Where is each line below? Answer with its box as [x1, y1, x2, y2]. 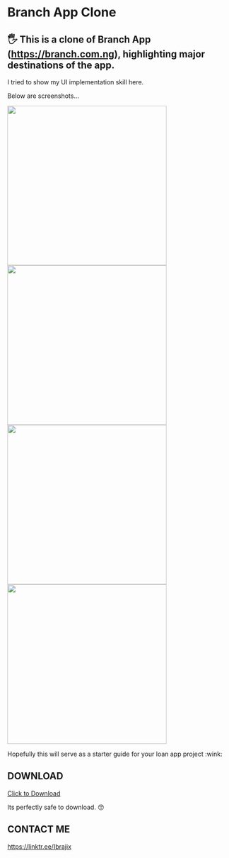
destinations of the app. [7, 59, 115, 71]
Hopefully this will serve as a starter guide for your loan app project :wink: [7, 750, 223, 758]
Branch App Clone [7, 4, 117, 21]
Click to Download [7, 789, 61, 798]
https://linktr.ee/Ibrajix [7, 842, 72, 851]
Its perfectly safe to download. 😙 [7, 803, 105, 811]
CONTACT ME [7, 823, 71, 835]
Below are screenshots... [7, 91, 80, 100]
